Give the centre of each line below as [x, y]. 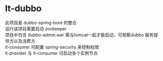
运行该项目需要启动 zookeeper [36, 29]
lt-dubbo [23, 9]
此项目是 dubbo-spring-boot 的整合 [41, 22]
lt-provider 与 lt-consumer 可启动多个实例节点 [52, 53]
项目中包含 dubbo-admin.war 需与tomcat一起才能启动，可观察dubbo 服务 [79, 35]
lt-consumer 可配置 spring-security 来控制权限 [52, 47]
